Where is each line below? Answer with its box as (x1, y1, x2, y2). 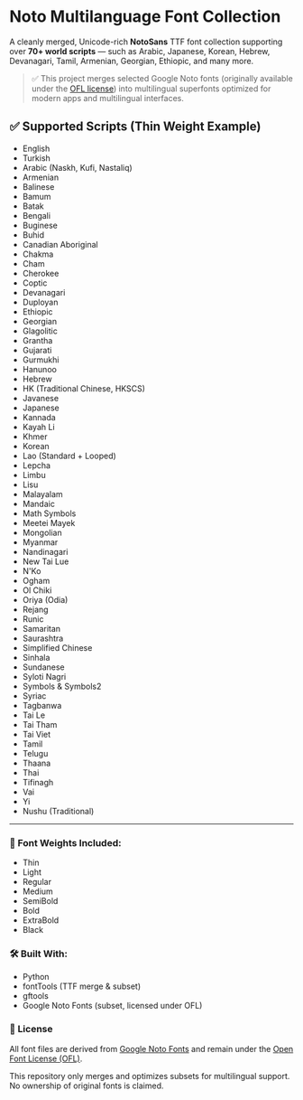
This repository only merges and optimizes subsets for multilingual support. (9, 1070, 290, 1081)
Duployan (22, 296, 59, 307)
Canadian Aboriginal (22, 239, 98, 249)
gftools (22, 991, 50, 1001)
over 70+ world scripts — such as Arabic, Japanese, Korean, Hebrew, (9, 45, 271, 56)
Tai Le (22, 710, 46, 720)
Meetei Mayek (22, 517, 76, 528)
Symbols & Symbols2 (22, 681, 102, 691)
